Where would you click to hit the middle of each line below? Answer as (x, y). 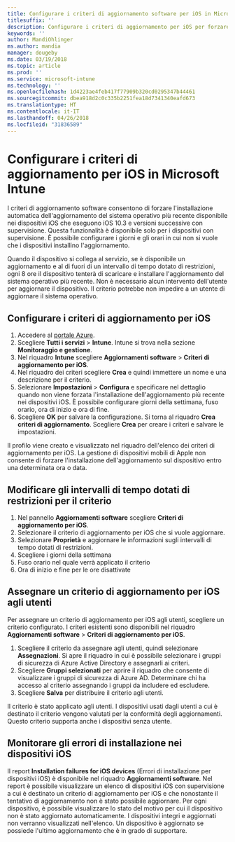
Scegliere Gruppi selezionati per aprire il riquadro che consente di (113, 670)
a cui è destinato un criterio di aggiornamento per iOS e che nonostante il (113, 793)
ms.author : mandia (34, 46)
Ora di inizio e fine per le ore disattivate (74, 570)
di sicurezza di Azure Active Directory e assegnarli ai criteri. (104, 663)
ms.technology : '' (34, 85)
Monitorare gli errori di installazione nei (95, 743)
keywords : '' (26, 33)
